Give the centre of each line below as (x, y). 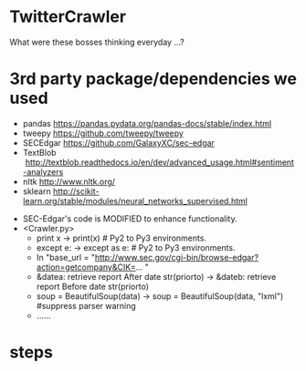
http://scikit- (76, 191)
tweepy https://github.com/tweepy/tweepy (103, 133)
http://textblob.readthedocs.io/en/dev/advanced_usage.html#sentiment (160, 162)
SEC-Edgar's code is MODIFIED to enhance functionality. (130, 218)
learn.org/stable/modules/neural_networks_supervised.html (135, 201)
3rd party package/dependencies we (153, 79)
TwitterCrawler (68, 17)
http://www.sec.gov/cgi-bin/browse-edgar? (176, 257)
